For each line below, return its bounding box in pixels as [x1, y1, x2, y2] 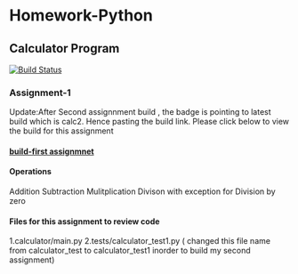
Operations [9, 166, 52, 177]
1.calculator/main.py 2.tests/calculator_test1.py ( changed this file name [9, 236, 271, 246]
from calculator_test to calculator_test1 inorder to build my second [9, 246, 251, 256]
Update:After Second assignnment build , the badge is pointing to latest [9, 107, 271, 117]
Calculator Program [9, 41, 120, 56]
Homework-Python [9, 5, 153, 26]
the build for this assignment [9, 125, 114, 136]
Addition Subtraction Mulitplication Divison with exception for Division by [9, 186, 276, 197]
